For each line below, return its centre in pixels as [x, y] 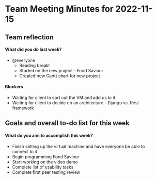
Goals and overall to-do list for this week [67, 123]
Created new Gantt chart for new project [60, 76]
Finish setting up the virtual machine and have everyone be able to [78, 146]
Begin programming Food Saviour [46, 157]
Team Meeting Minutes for [59, 9]
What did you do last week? [33, 49]
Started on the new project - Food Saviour [61, 70]
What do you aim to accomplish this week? [49, 135]
